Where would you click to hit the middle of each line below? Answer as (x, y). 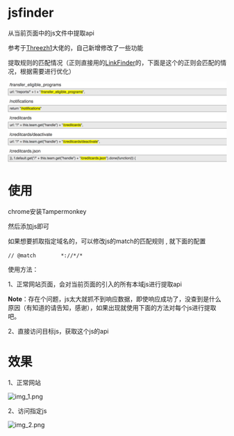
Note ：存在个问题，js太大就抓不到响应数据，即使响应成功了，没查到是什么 (115, 299)
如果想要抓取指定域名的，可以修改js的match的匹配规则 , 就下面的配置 (107, 241)
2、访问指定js (27, 411)
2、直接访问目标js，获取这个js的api (58, 331)
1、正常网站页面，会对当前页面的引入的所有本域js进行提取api (95, 284)
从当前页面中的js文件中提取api (51, 33)
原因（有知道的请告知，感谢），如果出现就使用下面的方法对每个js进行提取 (112, 307)
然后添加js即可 (28, 226)
